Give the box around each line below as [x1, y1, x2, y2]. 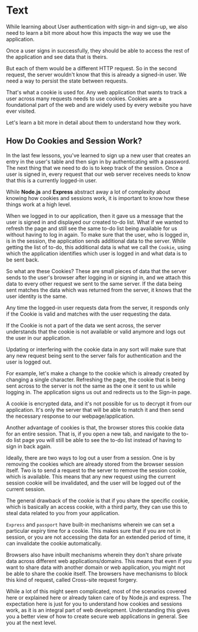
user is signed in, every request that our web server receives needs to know [6, 171, 191, 178]
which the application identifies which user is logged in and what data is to [6, 250, 187, 257]
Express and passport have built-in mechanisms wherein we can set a [6, 520, 175, 528]
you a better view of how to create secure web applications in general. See [6, 613, 188, 620]
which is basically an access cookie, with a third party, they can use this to [6, 503, 187, 510]
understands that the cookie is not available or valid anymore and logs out [6, 328, 186, 335]
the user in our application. [6, 334, 71, 341]
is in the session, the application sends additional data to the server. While [6, 237, 186, 244]
